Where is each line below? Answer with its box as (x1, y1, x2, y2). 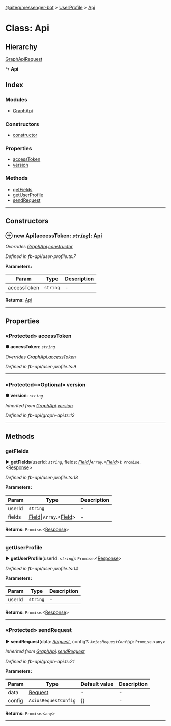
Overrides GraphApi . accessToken (5, 354, 76, 360)
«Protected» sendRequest (5, 627, 72, 634)
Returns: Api (5, 297, 32, 303)
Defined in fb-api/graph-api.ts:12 (5, 412, 75, 418)
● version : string (5, 393, 43, 399)
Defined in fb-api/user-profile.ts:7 (5, 253, 76, 260)
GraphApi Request (5, 56, 43, 62)
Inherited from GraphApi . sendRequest (5, 648, 85, 654)
